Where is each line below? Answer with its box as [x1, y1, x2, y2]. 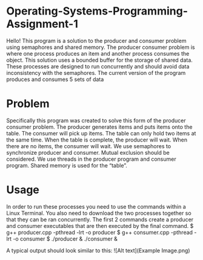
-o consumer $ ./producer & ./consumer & [13, 235, 118, 242]
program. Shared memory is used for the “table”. [6, 161, 127, 169]
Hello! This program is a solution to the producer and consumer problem [6, 37, 187, 44]
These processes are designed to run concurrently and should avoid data [6, 62, 190, 70]
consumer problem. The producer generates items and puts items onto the [6, 123, 193, 131]
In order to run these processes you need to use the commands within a [6, 203, 186, 210]
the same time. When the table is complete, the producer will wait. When [6, 136, 188, 143]
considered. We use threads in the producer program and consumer [6, 155, 177, 163]
